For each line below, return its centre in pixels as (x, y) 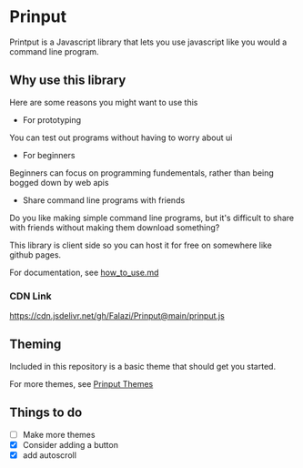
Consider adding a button (70, 444)
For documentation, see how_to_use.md (84, 272)
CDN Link (30, 296)
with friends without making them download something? (115, 227)
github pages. (35, 254)
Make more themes (59, 434)
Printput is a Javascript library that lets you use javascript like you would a (148, 42)
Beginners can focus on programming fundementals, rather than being (142, 173)
